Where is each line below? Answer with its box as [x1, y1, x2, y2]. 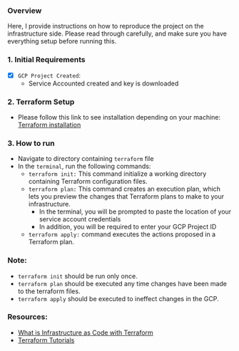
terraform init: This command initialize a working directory [28, 169, 207, 178]
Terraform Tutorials [17, 335, 75, 344]
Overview [7, 6, 42, 16]
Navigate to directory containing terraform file [17, 154, 154, 163]
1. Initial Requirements [7, 55, 86, 65]
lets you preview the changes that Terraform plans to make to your [28, 192, 225, 201]
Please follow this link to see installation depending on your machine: [17, 112, 221, 121]
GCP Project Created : [17, 70, 81, 80]
